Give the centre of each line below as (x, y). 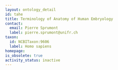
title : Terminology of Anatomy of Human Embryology (59, 19)
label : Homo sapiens (30, 46)
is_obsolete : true (24, 55)
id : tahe (14, 14)
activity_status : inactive (33, 60)
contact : (14, 23)
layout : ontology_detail (30, 10)
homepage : (15, 51)
